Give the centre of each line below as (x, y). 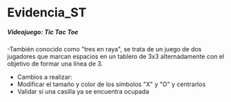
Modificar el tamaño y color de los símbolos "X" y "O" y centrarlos (111, 84)
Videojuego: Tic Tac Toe (43, 31)
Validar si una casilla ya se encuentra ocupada (83, 92)
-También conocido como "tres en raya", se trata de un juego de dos (104, 49)
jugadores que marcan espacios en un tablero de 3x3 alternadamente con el (116, 57)
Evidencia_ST (47, 13)
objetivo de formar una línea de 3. (55, 64)
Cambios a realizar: (44, 77)
